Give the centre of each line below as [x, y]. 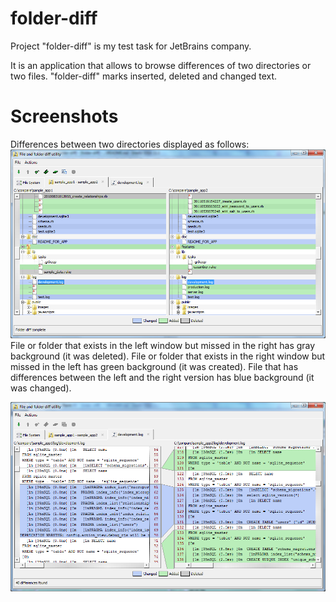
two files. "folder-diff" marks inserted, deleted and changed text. [144, 76]
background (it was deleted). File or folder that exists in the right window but [168, 356]
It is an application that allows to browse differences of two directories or [161, 65]
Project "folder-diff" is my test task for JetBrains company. [131, 46]
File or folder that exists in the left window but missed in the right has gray [163, 346]
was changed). [41, 388]
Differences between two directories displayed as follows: [130, 144]
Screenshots [64, 116]
